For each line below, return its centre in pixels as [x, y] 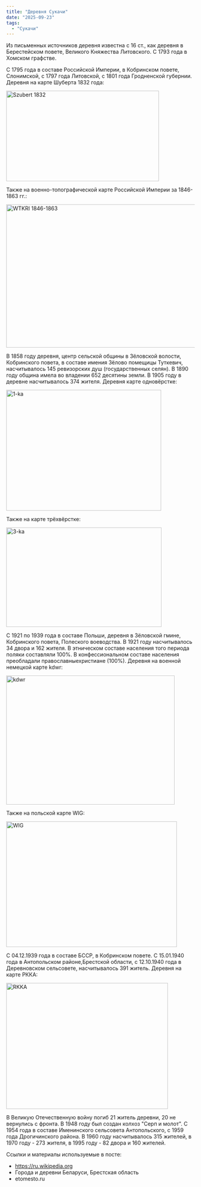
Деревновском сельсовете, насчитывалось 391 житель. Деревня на [94, 968]
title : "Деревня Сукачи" [37, 12]
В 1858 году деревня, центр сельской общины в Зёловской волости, [94, 356]
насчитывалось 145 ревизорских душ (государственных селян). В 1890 [97, 369]
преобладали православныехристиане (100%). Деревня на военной [94, 661]
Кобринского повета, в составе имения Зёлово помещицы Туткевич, [95, 363]
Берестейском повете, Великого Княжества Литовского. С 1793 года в [97, 52]
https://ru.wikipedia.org [44, 1166]
